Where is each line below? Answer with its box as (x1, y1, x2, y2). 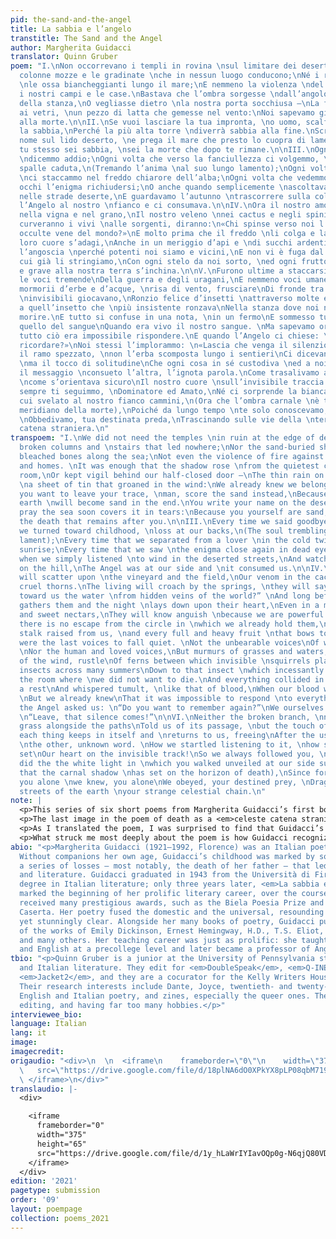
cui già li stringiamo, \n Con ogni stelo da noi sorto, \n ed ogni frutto (19, 256, 329, 266)
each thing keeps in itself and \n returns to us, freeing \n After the (19, 731, 315, 741)
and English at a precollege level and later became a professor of (19, 944, 311, 955)
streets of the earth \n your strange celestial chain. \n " (19, 786, 267, 796)
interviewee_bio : (10, 1009, 83, 1020)
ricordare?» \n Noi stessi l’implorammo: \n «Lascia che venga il (19, 340, 288, 350)
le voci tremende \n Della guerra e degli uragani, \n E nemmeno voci (19, 275, 302, 285)
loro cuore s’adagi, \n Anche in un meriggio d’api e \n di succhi (19, 237, 293, 248)
